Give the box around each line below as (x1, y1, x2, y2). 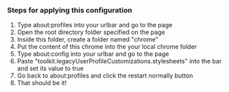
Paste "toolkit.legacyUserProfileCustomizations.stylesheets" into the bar (16, 57, 222, 65)
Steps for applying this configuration (7, 5, 132, 15)
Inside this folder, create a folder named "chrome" (16, 35, 159, 44)
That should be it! (16, 79, 67, 87)
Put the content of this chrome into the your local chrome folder (16, 43, 197, 51)
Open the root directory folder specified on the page (16, 28, 166, 36)
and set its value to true (16, 64, 84, 73)
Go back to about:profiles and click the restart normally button (16, 72, 193, 80)
